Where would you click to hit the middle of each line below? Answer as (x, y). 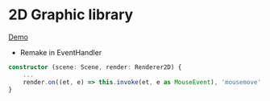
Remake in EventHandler (61, 52)
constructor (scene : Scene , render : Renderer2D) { (95, 67)
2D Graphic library (71, 15)
